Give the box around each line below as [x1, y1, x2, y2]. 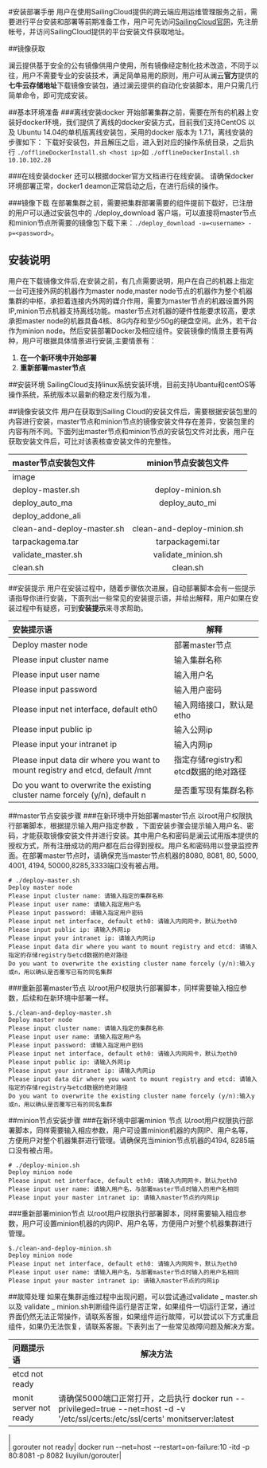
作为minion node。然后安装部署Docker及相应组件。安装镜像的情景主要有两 [8, 326, 253, 335]
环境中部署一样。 [56, 992, 113, 1002]
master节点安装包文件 [12, 457, 95, 468]
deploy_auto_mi [158, 497, 217, 508]
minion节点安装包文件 [146, 457, 229, 468]
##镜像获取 [8, 44, 45, 53]
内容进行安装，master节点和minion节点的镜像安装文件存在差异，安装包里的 [8, 417, 255, 426]
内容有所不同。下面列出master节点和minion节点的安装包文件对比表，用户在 [8, 426, 255, 436]
